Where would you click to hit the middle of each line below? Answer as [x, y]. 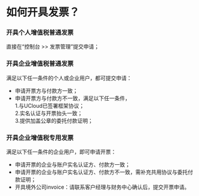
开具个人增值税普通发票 [40, 32]
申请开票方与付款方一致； [46, 91]
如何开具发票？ [43, 12]
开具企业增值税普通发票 [40, 64]
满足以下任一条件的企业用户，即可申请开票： [61, 152]
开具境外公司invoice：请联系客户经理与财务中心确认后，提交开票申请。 [102, 187]
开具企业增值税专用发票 [40, 137]
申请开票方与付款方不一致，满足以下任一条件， [72, 98]
